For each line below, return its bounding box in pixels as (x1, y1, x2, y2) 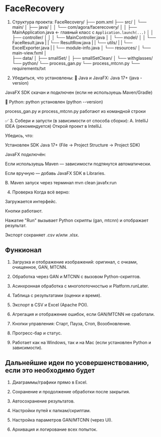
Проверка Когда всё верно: (12, 189, 70, 195)
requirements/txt (12, 65, 46, 71)
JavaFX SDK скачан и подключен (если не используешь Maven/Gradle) (5, 89, 153, 95)
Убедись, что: (5, 132, 34, 139)
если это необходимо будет (5, 367, 95, 375)
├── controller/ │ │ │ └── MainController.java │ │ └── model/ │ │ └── (12, 35, 156, 40)
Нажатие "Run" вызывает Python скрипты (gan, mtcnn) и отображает (5, 217, 149, 223)
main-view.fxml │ (12, 50, 47, 56)
